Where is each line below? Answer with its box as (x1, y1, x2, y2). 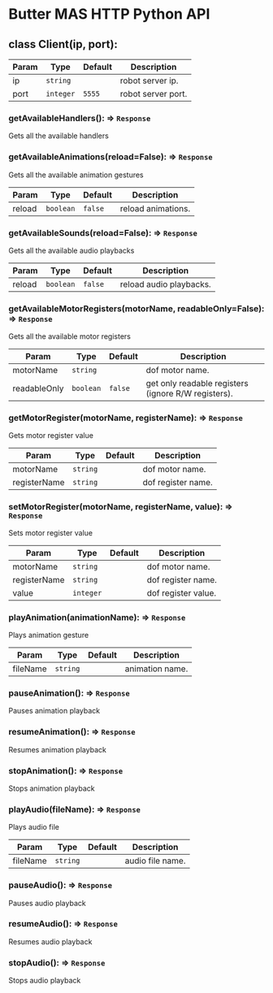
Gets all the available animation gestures (8, 170, 144, 180)
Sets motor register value (8, 527, 93, 537)
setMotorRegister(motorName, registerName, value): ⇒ (8, 501, 233, 513)
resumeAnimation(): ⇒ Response (8, 726, 136, 738)
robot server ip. (119, 75, 179, 86)
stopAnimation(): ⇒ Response (8, 765, 123, 776)
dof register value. (146, 587, 217, 598)
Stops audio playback (8, 976, 81, 986)
